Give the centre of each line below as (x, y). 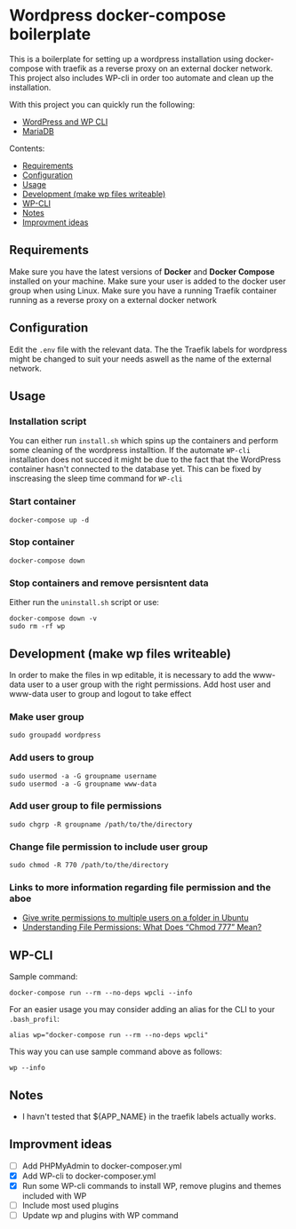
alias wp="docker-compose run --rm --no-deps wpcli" (109, 1035)
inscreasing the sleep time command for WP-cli (96, 479)
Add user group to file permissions (86, 806)
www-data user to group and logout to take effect (100, 693)
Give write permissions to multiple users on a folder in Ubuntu (135, 918)
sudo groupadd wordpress (55, 735)
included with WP (54, 1196)
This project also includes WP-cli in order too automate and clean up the (141, 77)
